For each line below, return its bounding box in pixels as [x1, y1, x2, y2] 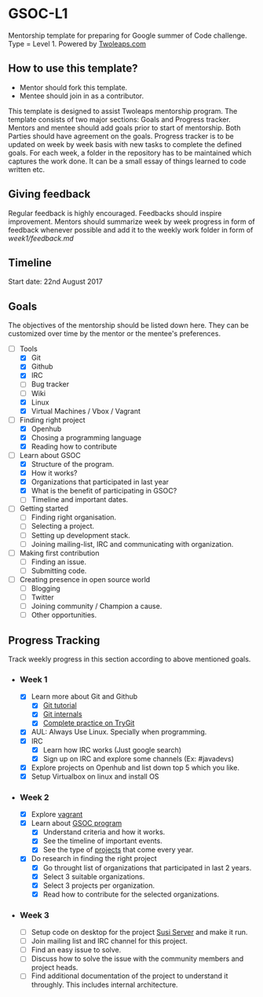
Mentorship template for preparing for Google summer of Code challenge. [8, 31, 247, 40]
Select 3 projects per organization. [42, 881, 155, 890]
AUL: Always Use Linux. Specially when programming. [31, 728, 207, 737]
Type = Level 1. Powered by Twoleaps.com [8, 38, 147, 48]
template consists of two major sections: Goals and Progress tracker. [8, 115, 232, 124]
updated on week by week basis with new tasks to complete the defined [8, 139, 242, 149]
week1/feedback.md [8, 233, 75, 243]
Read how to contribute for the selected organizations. [42, 889, 220, 899]
